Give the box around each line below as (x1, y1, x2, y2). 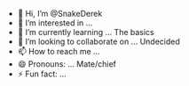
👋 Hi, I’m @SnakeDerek (17, 9, 103, 18)
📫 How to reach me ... (17, 47, 100, 56)
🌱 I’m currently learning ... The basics (17, 27, 155, 37)
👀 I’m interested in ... (17, 18, 93, 28)
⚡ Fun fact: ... (17, 68, 67, 79)
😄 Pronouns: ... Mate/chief (17, 59, 117, 69)
